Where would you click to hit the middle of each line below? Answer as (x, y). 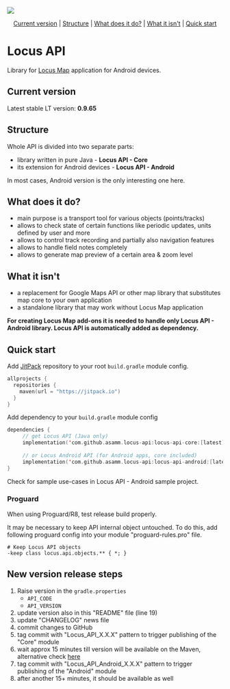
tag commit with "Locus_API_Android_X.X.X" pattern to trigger (105, 664)
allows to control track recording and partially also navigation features (115, 240)
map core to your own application (64, 300)
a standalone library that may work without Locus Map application (110, 307)
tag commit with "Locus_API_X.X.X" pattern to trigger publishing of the (117, 634)
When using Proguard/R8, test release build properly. (82, 514)
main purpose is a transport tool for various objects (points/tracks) (111, 218)
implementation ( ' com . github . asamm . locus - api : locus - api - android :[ (117, 462)
